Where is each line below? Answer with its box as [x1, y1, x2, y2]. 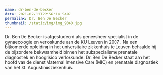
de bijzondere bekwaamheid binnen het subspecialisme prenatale [5, 49, 138, 55]
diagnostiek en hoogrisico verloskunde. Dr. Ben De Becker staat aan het [5, 54, 150, 60]
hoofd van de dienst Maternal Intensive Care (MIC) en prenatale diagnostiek [5, 60, 158, 65]
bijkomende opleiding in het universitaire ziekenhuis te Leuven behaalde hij [5, 44, 157, 50]
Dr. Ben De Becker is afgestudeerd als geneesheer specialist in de [5, 34, 139, 40]
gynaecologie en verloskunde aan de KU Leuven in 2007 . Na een [5, 39, 138, 45]
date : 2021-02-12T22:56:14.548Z [5, 12, 71, 16]
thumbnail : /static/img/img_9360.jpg [5, 20, 82, 26]
